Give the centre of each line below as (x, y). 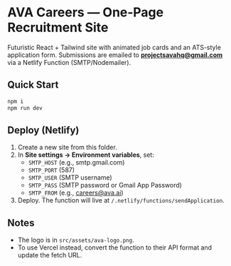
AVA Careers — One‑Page (86, 12)
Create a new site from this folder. (67, 148)
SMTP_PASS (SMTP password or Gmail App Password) (105, 185)
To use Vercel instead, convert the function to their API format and (114, 247)
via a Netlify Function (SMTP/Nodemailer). (69, 62)
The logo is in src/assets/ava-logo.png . (76, 240)
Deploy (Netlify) (43, 130)
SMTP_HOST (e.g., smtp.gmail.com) (76, 163)
